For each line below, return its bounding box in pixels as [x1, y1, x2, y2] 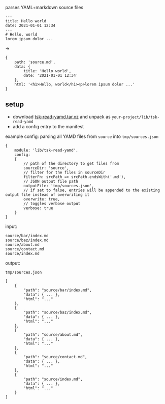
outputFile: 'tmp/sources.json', [23, 183, 94, 188]
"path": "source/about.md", [23, 332, 83, 337]
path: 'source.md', [14, 60, 56, 65]
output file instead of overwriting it [5, 192, 90, 197]
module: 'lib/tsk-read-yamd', [14, 148, 79, 153]
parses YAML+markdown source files [5, 5, 84, 10]
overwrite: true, [23, 196, 60, 201]
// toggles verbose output [23, 201, 81, 206]
